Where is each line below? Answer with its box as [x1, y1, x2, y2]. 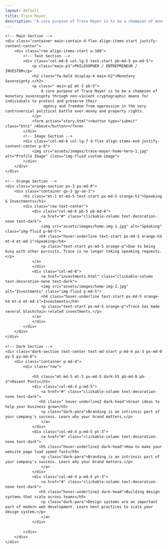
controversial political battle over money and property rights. [5, 109, 144, 114]
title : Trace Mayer [5, 13, 46, 19]
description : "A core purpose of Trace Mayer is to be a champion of [5, 19, 153, 24]
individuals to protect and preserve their [5, 99, 97, 104]
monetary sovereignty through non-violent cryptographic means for [5, 94, 149, 99]
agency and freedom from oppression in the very [43, 104, 146, 109]
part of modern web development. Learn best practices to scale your [5, 504, 153, 509]
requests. [141, 249, 162, 254]
